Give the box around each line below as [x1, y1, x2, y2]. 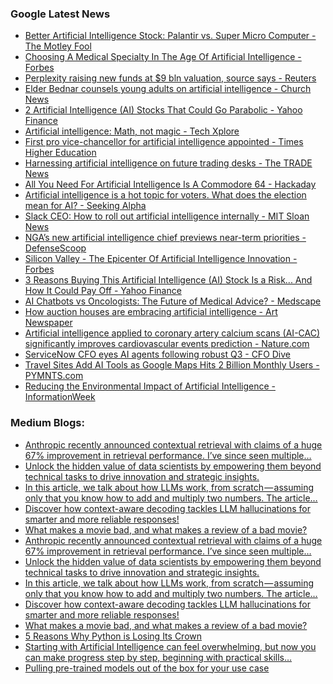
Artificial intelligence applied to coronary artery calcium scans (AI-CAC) [24, 327, 321, 339]
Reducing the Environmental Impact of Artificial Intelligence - [24, 380, 276, 392]
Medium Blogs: [10, 416, 85, 430]
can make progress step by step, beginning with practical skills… [24, 651, 293, 663]
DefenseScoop [24, 242, 87, 254]
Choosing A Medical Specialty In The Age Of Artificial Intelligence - [24, 51, 302, 63]
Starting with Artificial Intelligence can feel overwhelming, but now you [24, 640, 317, 652]
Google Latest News [10, 7, 111, 21]
